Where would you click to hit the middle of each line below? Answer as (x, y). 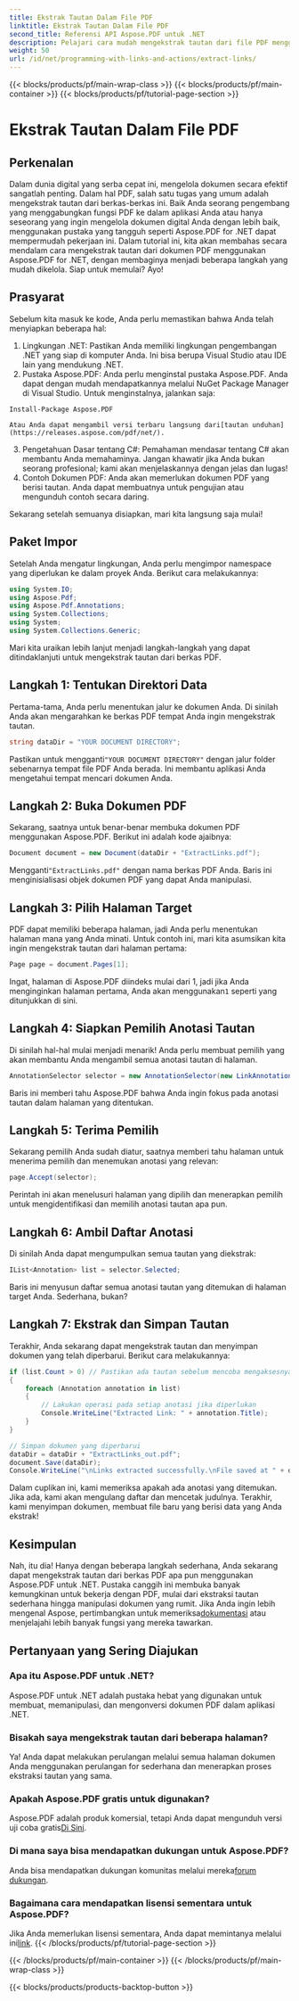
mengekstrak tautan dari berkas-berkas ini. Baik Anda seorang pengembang (149, 203)
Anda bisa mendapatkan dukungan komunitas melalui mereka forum (133, 1870)
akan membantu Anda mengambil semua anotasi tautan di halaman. (133, 1059)
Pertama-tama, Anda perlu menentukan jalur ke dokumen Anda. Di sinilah (144, 706)
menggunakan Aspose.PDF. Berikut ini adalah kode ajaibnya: (121, 837)
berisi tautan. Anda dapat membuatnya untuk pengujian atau (133, 487)
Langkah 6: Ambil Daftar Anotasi (101, 1232)
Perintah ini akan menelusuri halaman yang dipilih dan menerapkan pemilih (146, 1195)
